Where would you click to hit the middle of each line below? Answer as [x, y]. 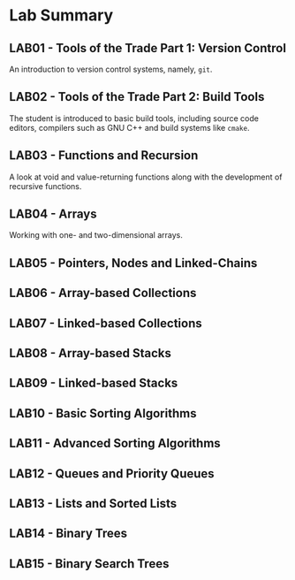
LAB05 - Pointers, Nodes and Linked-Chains [133, 263]
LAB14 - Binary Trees [68, 534]
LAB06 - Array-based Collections [103, 293]
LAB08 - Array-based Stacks [91, 353]
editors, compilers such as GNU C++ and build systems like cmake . [129, 127]
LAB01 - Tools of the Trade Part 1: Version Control [148, 48]
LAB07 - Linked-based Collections [106, 323]
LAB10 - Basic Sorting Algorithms [103, 413]
